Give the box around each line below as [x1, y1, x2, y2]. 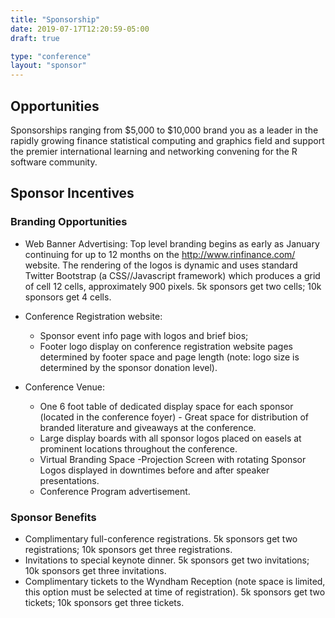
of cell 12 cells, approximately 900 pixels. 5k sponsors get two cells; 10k [24, 280, 322, 292]
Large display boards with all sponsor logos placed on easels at [39, 432, 302, 444]
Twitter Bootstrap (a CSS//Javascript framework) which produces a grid [24, 269, 321, 281]
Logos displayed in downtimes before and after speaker [39, 464, 270, 476]
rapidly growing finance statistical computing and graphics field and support [10, 134, 325, 146]
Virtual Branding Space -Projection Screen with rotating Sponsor [39, 453, 307, 465]
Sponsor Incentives [10, 185, 135, 202]
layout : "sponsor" [10, 61, 87, 71]
